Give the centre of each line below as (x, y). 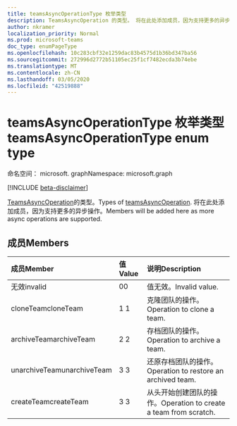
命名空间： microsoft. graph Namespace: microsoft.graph (90, 174)
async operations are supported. (55, 219)
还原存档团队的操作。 (182, 362)
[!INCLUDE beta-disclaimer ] (48, 188)
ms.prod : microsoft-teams (45, 40)
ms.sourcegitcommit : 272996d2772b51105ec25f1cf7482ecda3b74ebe (102, 60)
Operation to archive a (184, 340)
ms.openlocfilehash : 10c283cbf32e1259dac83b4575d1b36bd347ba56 (102, 54)
